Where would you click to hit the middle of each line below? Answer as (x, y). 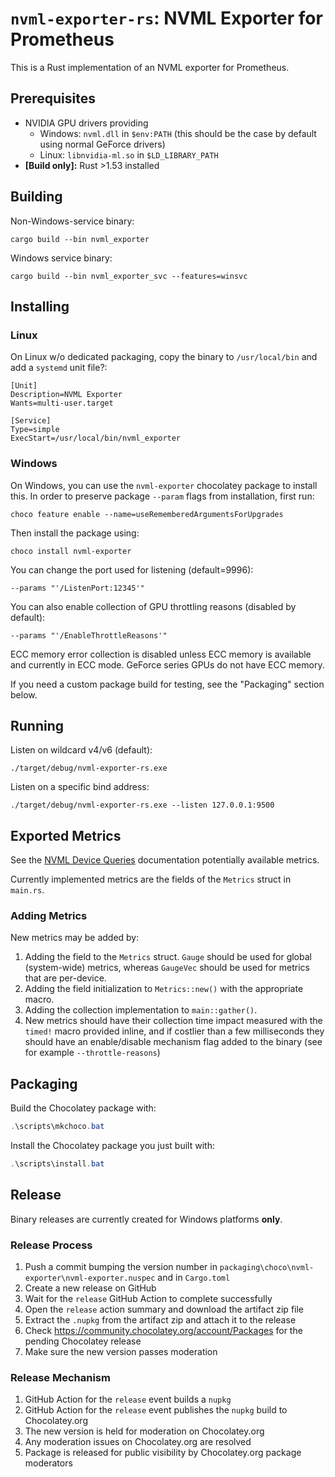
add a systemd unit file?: (59, 368)
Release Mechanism (60, 1378)
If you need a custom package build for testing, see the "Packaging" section (167, 684)
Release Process (51, 1245)
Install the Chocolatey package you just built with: (112, 1146)
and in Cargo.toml (194, 1278)
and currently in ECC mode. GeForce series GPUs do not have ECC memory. (167, 664)
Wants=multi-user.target (62, 403)
